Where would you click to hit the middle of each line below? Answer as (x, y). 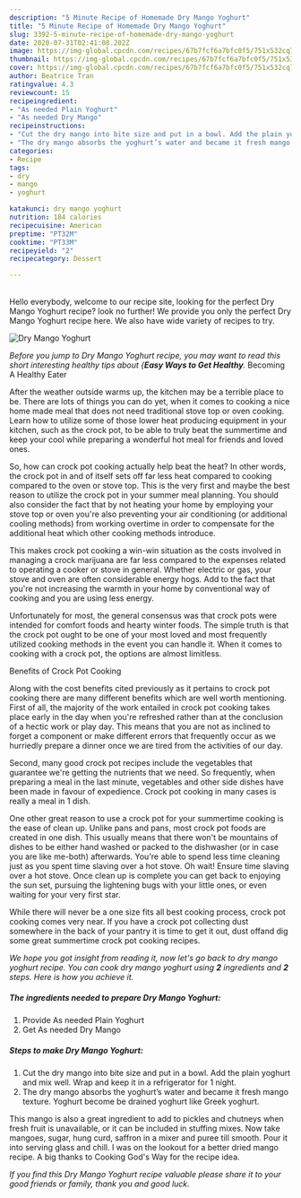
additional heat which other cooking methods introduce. (113, 534)
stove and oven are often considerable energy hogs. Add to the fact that (142, 579)
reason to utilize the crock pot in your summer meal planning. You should (144, 495)
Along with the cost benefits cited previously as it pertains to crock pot (140, 689)
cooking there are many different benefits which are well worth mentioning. (148, 698)
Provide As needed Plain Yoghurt (83, 1020)
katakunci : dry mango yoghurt (66, 209)
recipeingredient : (43, 101)
